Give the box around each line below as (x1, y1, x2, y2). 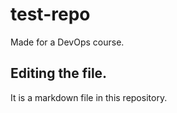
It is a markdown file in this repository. (10, 91, 168, 103)
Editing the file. (10, 65, 108, 82)
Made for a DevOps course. (10, 36, 125, 48)
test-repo (10, 3, 91, 26)
